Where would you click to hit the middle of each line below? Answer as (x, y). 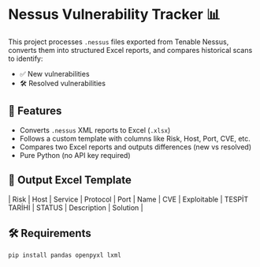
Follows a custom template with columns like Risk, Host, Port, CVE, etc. (135, 138)
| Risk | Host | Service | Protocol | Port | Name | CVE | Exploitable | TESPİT (128, 199)
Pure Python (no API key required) (75, 155)
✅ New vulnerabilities (54, 73)
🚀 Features (35, 111)
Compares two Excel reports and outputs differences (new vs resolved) (136, 147)
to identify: (26, 58)
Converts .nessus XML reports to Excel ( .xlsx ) (95, 130)
